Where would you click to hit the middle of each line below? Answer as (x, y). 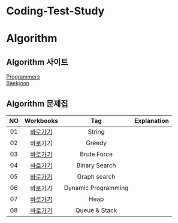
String (96, 132)
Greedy (96, 143)
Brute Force (96, 154)
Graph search (96, 177)
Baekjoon (18, 83)
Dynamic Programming (96, 188)
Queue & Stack (96, 210)
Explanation (152, 121)
